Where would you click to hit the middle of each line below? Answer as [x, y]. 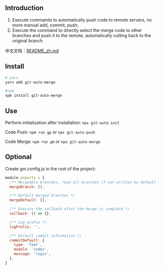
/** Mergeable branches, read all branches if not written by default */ [86, 182]
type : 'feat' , [28, 245]
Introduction [24, 8]
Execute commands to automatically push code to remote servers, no [82, 20]
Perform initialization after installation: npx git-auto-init [62, 122]
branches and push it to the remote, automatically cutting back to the [82, 35]
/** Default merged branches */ [42, 196]
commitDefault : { [27, 240]
